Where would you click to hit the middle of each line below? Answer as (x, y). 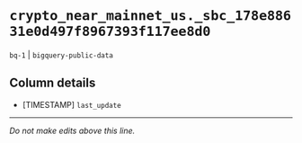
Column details (53, 83)
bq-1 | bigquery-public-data (62, 54)
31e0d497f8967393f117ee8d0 (110, 32)
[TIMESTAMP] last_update (71, 104)
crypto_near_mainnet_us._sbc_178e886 (151, 16)
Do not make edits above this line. (72, 130)
